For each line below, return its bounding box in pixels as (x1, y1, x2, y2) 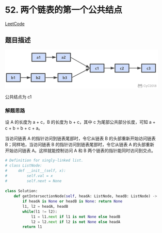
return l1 (22, 224, 42, 230)
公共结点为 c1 (5, 94, 32, 100)
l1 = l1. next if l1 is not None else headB (31, 214, 120, 219)
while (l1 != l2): (22, 209, 57, 214)
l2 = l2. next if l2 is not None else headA (31, 219, 120, 224)
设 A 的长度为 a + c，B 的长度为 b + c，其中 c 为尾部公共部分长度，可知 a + (5, 119, 156, 125)
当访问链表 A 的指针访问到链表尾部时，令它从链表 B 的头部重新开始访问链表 (5, 135, 156, 141)
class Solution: (5, 189, 38, 194)
